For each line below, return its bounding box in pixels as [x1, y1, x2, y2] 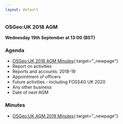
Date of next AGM [12, 90, 49, 95]
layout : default [5, 7, 38, 12]
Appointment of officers [12, 74, 61, 80]
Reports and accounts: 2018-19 [12, 68, 76, 74]
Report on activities [12, 63, 52, 69]
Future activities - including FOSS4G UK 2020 [12, 79, 106, 85]
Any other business [12, 84, 52, 90]
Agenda [5, 47, 25, 54]
